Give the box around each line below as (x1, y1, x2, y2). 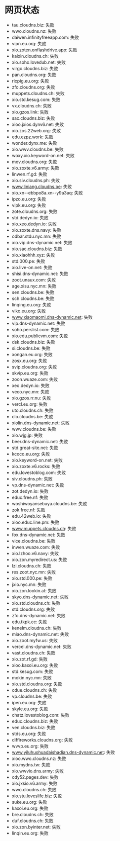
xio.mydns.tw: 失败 (11, 761, 50, 767)
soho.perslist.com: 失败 (11, 326, 60, 332)
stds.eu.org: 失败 (11, 731, 46, 737)
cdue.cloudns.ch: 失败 (11, 687, 57, 693)
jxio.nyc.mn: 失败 (11, 581, 46, 587)
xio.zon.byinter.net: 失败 (11, 824, 61, 830)
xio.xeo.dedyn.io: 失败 (11, 221, 57, 227)
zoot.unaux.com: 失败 (11, 277, 56, 282)
